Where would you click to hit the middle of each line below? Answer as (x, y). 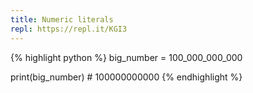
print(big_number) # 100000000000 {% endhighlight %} (126, 77)
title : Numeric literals (62, 19)
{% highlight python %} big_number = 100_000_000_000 (126, 57)
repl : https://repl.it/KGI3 (69, 29)
